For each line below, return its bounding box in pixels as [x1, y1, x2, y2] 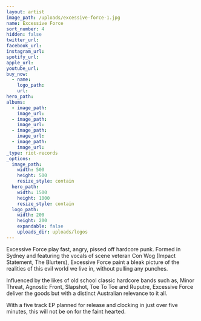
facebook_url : [6, 43, 42, 49]
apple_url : [6, 59, 34, 66]
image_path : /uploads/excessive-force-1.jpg [6, 15, 120, 21]
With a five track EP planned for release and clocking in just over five [6, 301, 179, 308]
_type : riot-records [6, 150, 59, 156]
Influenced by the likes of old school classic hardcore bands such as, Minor [6, 277, 195, 284]
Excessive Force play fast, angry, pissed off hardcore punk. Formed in [6, 245, 181, 252]
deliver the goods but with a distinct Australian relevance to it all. [6, 289, 168, 297]
